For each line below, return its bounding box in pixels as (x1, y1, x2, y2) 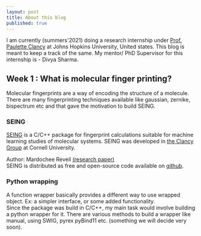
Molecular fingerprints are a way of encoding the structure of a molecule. (6, 90, 189, 97)
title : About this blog (6, 15, 67, 21)
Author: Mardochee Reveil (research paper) (6, 156, 115, 163)
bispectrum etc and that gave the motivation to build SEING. (6, 102, 156, 110)
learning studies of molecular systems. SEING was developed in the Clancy (6, 137, 194, 145)
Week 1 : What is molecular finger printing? (6, 73, 172, 84)
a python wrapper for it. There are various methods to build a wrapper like (6, 210, 191, 218)
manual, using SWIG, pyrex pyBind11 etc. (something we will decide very (6, 217, 187, 224)
